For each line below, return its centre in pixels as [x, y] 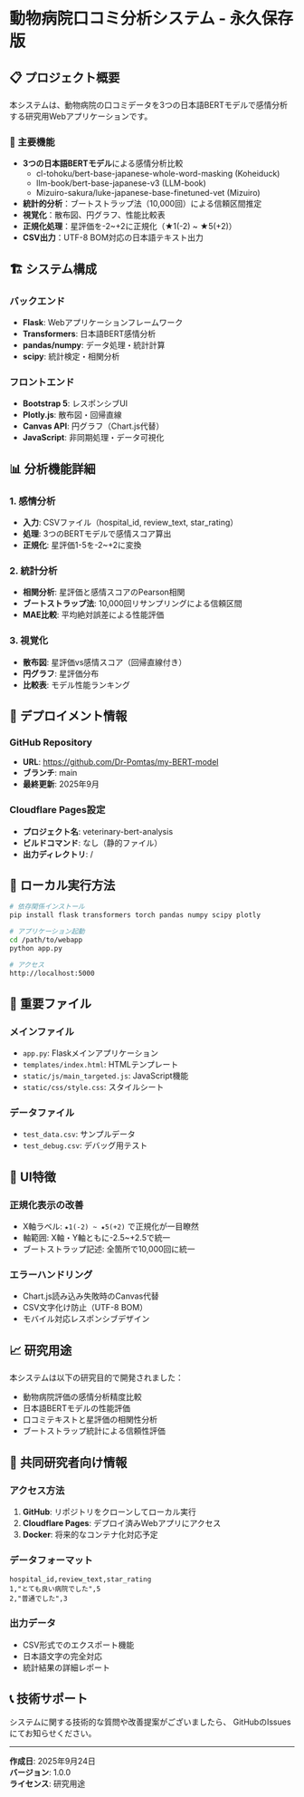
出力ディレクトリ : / [57, 854]
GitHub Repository [51, 742]
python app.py [36, 948]
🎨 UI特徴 [33, 1177]
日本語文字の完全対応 [62, 1656]
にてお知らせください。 [53, 1734]
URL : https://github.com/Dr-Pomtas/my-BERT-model [120, 762]
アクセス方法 [37, 1490]
